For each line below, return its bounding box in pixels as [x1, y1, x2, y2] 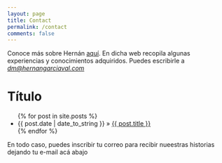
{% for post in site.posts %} [17, 112, 98, 120]
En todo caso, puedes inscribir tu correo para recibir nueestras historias [7, 141, 215, 149]
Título [7, 89, 42, 105]
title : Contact [7, 17, 52, 24]
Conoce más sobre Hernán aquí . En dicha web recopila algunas [7, 49, 190, 58]
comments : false [7, 30, 55, 37]
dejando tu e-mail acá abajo [7, 148, 88, 157]
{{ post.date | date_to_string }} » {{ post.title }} [17, 119, 151, 128]
